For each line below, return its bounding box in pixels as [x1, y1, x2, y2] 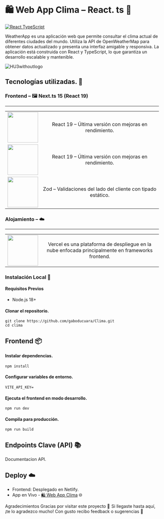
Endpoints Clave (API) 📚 [5, 441, 82, 449]
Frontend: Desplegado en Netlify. [12, 487, 79, 493]
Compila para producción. [5, 416, 60, 422]
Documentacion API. [5, 457, 46, 462]
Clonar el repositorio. [5, 308, 49, 313]
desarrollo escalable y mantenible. [5, 54, 74, 60]
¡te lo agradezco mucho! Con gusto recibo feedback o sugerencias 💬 [5, 509, 143, 515]
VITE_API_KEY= [5, 385, 34, 390]
